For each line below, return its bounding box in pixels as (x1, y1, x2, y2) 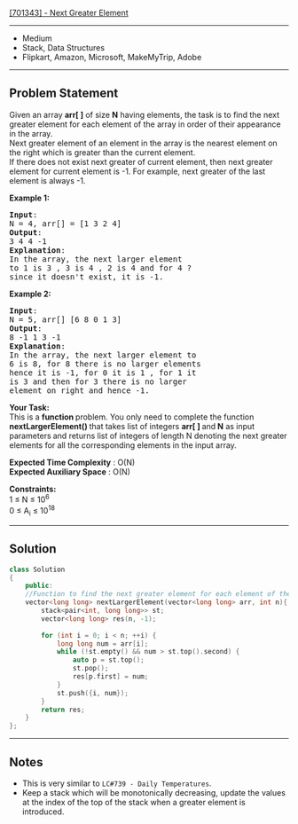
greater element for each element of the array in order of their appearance (9, 119, 281, 129)
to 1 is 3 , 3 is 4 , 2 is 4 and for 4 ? (9, 263, 192, 273)
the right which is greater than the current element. (9, 146, 196, 158)
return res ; (41, 705, 86, 714)
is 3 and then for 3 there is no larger (9, 376, 188, 387)
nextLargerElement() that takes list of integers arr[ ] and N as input (9, 420, 255, 431)
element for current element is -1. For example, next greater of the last (9, 166, 266, 177)
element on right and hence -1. (9, 385, 150, 396)
